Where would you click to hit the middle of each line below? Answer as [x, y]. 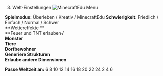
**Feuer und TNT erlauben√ [35, 33]
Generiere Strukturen [28, 54]
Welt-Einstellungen [32, 8]
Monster [14, 38]
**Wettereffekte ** [25, 28]
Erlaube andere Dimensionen [36, 59]
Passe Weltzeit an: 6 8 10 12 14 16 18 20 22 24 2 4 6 [59, 69]
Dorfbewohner [21, 49]
